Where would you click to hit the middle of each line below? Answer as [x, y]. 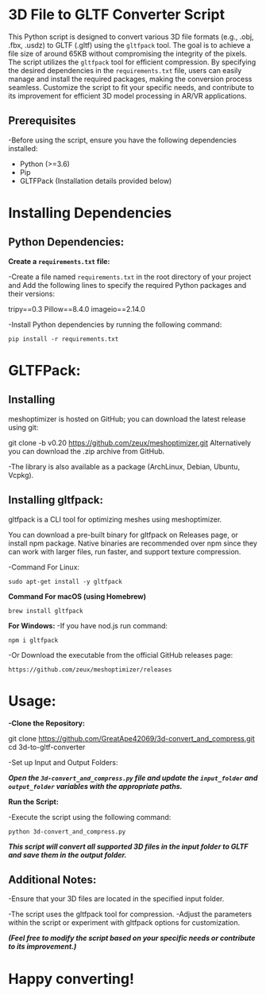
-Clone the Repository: [47, 723]
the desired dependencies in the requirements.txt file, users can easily [125, 70]
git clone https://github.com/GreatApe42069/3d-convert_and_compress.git [132, 738]
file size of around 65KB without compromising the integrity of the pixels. [128, 53]
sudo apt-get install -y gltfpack [66, 581]
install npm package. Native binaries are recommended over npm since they [133, 543]
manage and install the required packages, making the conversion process [130, 79]
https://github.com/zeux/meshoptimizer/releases [90, 670]
